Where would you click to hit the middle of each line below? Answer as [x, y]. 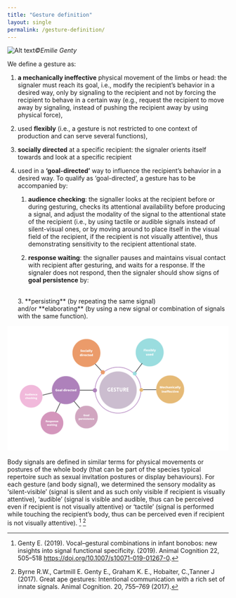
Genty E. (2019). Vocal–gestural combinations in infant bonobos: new [117, 543]
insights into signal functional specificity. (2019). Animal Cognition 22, [118, 550]
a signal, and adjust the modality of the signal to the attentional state [127, 214]
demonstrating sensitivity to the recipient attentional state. [112, 244]
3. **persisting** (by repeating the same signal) [86, 301]
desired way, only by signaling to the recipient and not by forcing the [117, 93]
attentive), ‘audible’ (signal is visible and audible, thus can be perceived [111, 499]
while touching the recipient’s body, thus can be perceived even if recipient [116, 514]
